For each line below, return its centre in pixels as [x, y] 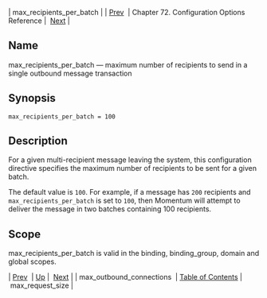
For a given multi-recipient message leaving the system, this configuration [130, 160]
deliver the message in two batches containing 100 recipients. [110, 209]
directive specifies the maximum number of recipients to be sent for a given [133, 168]
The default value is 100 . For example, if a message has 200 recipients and [130, 192]
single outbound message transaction [71, 73]
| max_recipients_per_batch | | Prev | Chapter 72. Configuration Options [127, 12]
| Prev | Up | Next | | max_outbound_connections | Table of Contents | [126, 277]
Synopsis [32, 98]
